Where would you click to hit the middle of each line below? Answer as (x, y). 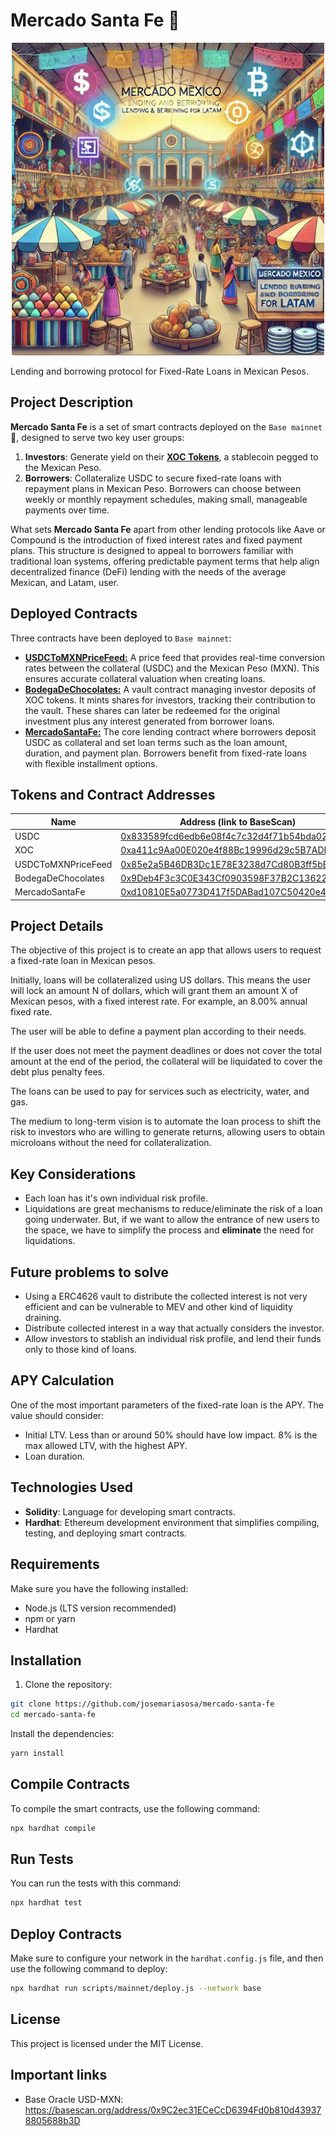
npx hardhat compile (53, 1828)
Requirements (55, 1564)
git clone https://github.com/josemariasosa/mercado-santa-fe (142, 1704)
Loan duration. (54, 1456)
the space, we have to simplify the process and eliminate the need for (169, 1230)
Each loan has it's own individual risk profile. (116, 1198)
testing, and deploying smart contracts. (105, 1533)
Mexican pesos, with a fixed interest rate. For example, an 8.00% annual (159, 1001)
